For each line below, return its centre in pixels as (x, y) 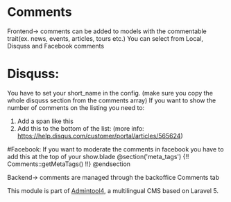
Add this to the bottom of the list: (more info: (80, 128)
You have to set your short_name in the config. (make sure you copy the (110, 93)
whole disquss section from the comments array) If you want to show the (112, 100)
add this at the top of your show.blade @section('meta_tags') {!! (98, 156)
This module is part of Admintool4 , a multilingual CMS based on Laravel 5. (113, 190)
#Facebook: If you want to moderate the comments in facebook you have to (115, 149)
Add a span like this (45, 121)
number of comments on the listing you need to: (76, 107)
